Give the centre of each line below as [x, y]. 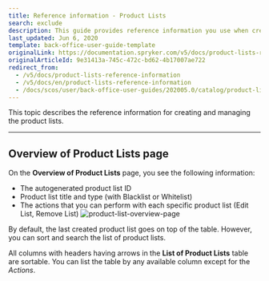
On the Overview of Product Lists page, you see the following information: [132, 173]
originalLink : [32, 53]
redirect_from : [34, 68]
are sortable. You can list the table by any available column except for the [129, 262]
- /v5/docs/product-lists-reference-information [98, 75]
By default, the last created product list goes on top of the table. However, [130, 229]
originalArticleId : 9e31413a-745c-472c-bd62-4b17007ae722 [107, 61]
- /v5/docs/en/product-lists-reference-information [104, 82]
